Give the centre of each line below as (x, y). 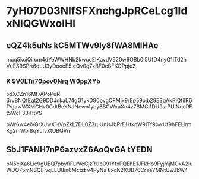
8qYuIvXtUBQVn (50, 131)
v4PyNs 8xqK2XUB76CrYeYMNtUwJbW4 (138, 170)
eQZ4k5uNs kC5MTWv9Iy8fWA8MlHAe (82, 45)
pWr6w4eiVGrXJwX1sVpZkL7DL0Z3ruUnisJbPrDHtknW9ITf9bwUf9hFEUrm (99, 124)
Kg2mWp (17, 131)
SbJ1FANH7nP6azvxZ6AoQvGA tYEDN (79, 149)
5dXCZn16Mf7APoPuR (33, 94)
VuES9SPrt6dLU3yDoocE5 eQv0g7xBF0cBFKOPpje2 (71, 66)
